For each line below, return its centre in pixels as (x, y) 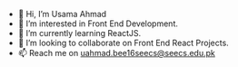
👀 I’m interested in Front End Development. (98, 24)
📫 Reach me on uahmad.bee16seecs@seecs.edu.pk (116, 53)
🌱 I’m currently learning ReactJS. (79, 33)
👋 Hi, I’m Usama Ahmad (62, 14)
